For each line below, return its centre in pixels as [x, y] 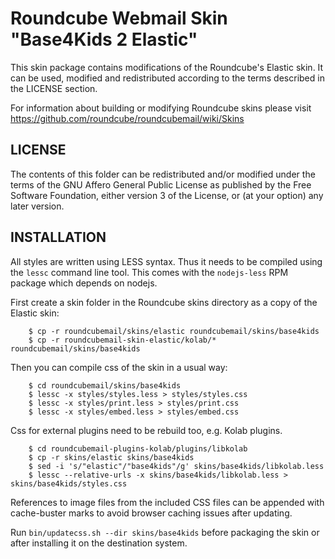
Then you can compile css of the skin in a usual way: [119, 367]
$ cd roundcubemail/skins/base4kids [105, 385]
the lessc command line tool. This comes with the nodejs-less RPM [149, 272]
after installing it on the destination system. [99, 543]
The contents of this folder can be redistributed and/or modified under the [163, 174]
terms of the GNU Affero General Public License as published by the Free [161, 184]
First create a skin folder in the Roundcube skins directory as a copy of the [164, 302]
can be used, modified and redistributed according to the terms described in [167, 78]
